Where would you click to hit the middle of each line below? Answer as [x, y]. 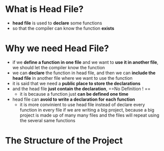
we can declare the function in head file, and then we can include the [84, 73]
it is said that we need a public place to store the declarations [76, 83]
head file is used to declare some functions [57, 23]
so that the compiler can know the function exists [63, 28]
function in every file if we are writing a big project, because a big [87, 110]
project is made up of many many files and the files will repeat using [89, 115]
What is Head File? [44, 9]
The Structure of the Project [64, 141]
